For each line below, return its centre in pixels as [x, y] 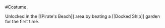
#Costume [16, 7]
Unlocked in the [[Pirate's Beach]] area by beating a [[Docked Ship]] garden [82, 16]
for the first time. [22, 21]
